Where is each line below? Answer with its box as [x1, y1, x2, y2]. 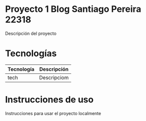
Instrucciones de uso [5, 94, 94, 105]
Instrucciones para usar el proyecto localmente [5, 110, 101, 116]
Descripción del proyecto [5, 30, 57, 36]
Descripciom [39, 74, 69, 81]
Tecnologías [5, 48, 57, 59]
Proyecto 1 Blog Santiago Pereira [5, 3, 142, 15]
